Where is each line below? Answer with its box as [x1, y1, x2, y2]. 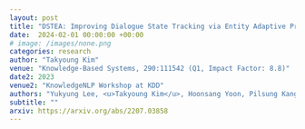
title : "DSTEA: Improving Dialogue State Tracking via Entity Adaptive [9, 22, 286, 31]
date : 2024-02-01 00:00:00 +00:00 [9, 30, 144, 39]
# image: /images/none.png [9, 38, 112, 48]
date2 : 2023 [9, 73, 54, 82]
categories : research [9, 47, 92, 56]
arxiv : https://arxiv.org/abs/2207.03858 [9, 106, 169, 115]
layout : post [9, 13, 59, 23]
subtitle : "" [9, 97, 59, 107]
